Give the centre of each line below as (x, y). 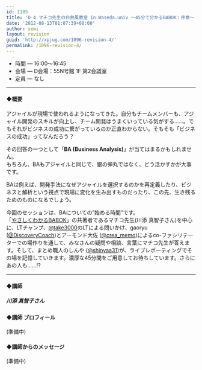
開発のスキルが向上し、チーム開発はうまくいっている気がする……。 (106, 121)
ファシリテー (177, 235)
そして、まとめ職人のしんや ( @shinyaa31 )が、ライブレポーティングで (102, 250)
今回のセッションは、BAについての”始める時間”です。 (72, 212)
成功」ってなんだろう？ (45, 136)
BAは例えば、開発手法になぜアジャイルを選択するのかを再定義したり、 (94, 185)
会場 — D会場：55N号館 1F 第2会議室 (61, 71)
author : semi (23, 29)
